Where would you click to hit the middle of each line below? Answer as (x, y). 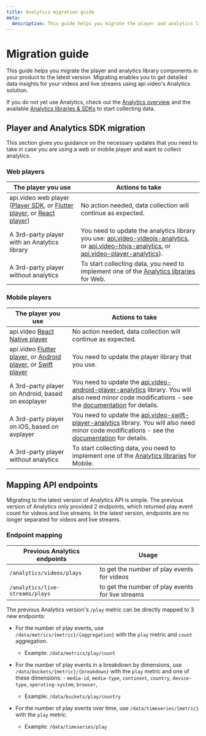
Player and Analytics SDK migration (76, 128)
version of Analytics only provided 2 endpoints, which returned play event (100, 506)
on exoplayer (28, 401)
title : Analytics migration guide (51, 12)
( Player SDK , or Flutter (41, 205)
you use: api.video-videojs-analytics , (135, 239)
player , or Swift (31, 364)
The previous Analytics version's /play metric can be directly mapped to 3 (100, 609)
